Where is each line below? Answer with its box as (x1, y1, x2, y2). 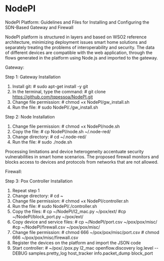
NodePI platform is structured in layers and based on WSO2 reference (5, 34, 147, 40)
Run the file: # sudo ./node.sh (12, 139, 72, 145)
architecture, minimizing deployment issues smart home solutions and (5, 39, 147, 45)
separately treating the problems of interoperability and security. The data (5, 44, 155, 50)
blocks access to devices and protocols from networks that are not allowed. (5, 159, 159, 165)
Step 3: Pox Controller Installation (5, 178, 73, 184)
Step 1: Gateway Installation (5, 74, 61, 80)
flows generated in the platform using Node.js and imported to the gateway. (5, 55, 158, 60)
